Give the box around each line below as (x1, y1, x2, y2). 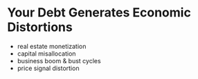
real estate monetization (17, 42, 87, 50)
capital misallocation (17, 49, 76, 58)
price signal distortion (17, 64, 80, 72)
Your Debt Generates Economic (7, 5, 192, 21)
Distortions (7, 19, 73, 35)
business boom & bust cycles (17, 56, 102, 65)
